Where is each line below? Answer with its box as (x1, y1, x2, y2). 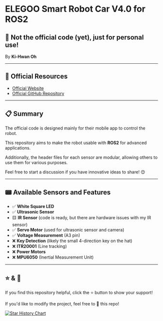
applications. (5, 145, 31, 151)
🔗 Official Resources (5, 72, 68, 81)
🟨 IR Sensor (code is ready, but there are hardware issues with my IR (12, 215, 151, 221)
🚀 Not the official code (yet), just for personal (5, 33, 144, 41)
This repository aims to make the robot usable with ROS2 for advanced (5, 140, 147, 146)
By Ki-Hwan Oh (5, 54, 37, 59)
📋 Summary (5, 110, 44, 118)
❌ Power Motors (12, 249, 46, 255)
